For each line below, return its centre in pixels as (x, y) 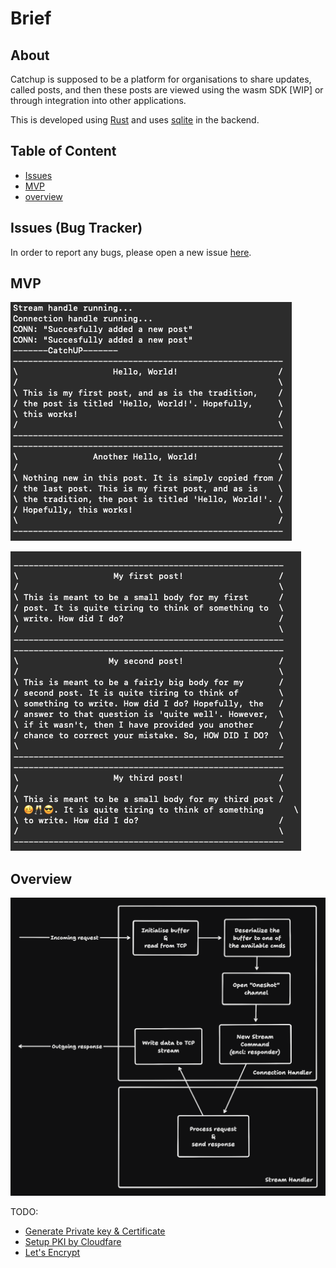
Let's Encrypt (52, 1252)
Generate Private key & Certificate (95, 1231)
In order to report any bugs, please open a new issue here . (131, 252)
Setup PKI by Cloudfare (73, 1241)
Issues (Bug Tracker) (76, 228)
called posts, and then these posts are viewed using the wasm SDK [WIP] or (167, 90)
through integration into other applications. (98, 100)
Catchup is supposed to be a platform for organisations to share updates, (161, 79)
